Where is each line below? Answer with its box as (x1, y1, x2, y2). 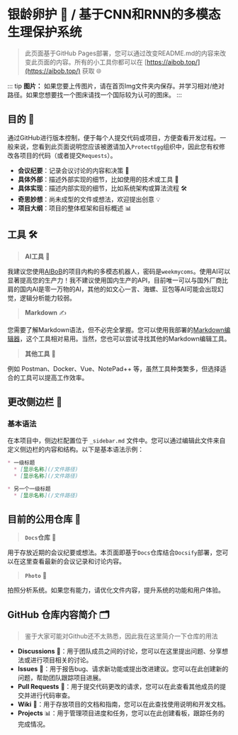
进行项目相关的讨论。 (30, 656, 93, 664)
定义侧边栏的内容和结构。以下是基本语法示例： (7, 445, 144, 454)
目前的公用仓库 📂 (7, 513, 81, 525)
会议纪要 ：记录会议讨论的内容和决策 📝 (17, 166, 130, 174)
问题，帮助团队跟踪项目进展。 (17, 673, 105, 682)
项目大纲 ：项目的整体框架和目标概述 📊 (17, 203, 132, 212)
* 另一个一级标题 (7, 485, 51, 492)
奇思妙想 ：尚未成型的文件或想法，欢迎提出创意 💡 (17, 195, 161, 203)
